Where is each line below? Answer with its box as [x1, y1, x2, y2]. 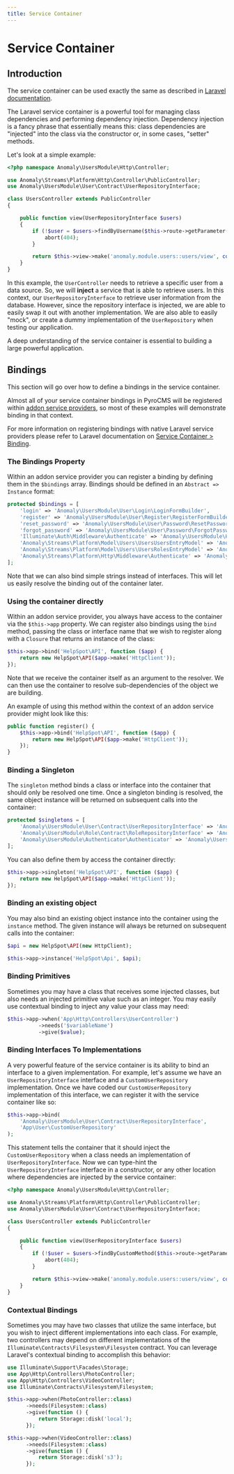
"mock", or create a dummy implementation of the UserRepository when [7, 316, 214, 324]
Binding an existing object [7, 898, 97, 908]
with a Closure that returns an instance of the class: [7, 635, 155, 643]
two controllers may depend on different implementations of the [7, 1335, 191, 1344]
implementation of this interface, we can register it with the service [7, 1090, 200, 1098]
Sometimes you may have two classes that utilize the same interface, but [7, 1321, 217, 1329]
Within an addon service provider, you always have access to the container [7, 613, 223, 621]
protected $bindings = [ [7, 501, 79, 508]
